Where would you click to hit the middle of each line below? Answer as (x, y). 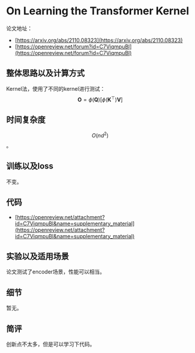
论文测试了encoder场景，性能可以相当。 (56, 272)
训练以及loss (30, 166)
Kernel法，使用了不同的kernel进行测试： (56, 88)
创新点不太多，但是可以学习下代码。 (51, 344)
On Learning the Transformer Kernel (98, 11)
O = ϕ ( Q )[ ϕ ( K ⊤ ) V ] (100, 99)
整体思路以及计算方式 (45, 73)
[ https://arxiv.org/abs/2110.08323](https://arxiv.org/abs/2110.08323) (99, 40)
